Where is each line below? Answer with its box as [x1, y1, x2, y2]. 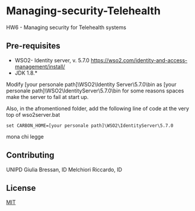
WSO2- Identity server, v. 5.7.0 [14, 56, 90, 63]
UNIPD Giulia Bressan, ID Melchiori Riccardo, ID [6, 166, 123, 173]
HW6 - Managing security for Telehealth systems [6, 24, 126, 31]
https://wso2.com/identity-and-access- [91, 56, 188, 63]
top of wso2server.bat [6, 111, 60, 118]
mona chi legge [6, 133, 44, 140]
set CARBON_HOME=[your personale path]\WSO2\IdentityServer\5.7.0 [6, 123, 174, 129]
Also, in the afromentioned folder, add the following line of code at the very [6, 105, 190, 112]
